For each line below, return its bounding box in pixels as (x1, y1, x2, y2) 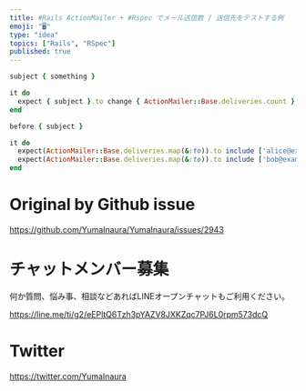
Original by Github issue (9, 195, 196, 215)
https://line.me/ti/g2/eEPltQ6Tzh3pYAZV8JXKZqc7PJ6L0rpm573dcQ (9, 308, 269, 319)
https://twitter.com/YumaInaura (9, 370, 127, 382)
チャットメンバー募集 (9, 259, 169, 280)
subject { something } (9, 72, 96, 82)
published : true (9, 47, 71, 56)
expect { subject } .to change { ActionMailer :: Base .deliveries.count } (17, 96, 296, 105)
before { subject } (9, 122, 84, 131)
